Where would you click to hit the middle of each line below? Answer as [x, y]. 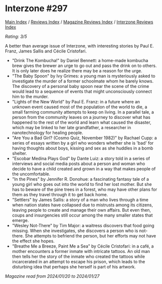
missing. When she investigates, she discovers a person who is [75, 231]
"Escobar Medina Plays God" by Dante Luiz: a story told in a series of [81, 158]
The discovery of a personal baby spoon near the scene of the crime [81, 86]
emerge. [20, 220]
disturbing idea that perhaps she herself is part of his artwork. [74, 267]
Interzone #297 [36, 8]
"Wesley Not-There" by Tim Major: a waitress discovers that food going [83, 225]
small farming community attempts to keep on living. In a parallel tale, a [83, 112]
